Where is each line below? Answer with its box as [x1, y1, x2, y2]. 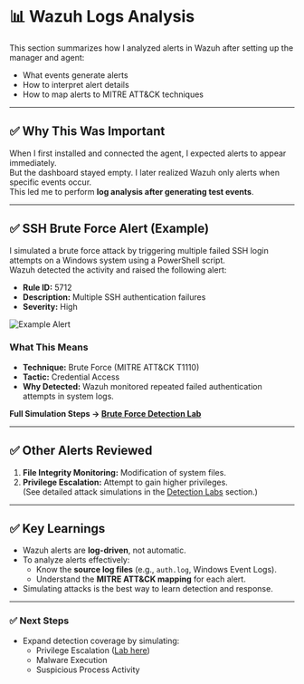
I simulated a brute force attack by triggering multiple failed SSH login [9, 245, 269, 255]
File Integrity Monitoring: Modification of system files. [22, 467, 226, 477]
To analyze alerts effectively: [22, 554, 130, 565]
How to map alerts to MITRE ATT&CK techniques [22, 89, 204, 100]
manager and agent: [9, 52, 85, 63]
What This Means [9, 341, 89, 353]
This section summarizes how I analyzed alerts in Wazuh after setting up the [9, 42, 294, 53]
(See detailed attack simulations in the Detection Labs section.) [22, 486, 258, 497]
